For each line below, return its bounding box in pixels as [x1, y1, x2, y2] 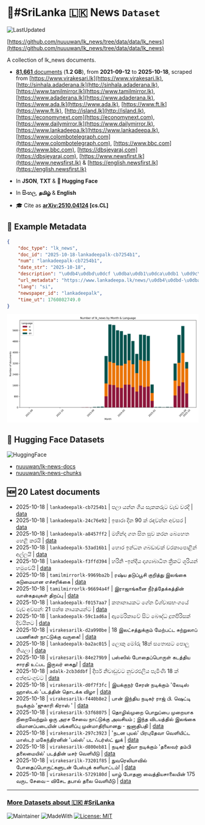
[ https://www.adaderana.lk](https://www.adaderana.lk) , [15, 94, 155, 101]
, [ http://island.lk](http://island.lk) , [61, 107, 145, 114]
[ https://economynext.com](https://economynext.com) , [15, 113, 155, 121]
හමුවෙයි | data [15, 564, 52, 572]
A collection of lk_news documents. [7, 56, 96, 64]
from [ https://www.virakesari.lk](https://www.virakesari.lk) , [15, 75, 164, 82]
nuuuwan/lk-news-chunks [15, 469, 82, 476]
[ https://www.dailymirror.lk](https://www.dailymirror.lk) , [15, 120, 155, 127]
